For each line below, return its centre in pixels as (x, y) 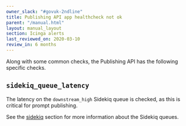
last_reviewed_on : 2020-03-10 (43, 39)
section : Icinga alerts (35, 34)
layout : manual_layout (34, 28)
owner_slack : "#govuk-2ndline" (44, 12)
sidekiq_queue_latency (48, 85)
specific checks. (26, 67)
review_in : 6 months (31, 45)
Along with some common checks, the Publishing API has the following (92, 61)
